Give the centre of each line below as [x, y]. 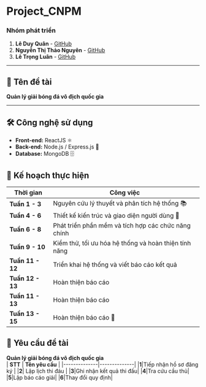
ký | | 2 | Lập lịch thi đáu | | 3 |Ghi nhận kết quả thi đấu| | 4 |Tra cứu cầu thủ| [98, 371]
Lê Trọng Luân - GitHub [45, 57]
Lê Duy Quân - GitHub [44, 44]
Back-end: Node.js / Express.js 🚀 [57, 147]
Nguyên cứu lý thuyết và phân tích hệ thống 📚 [120, 203]
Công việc [125, 193]
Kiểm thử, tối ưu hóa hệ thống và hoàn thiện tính [122, 243]
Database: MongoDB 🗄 [45, 154]
